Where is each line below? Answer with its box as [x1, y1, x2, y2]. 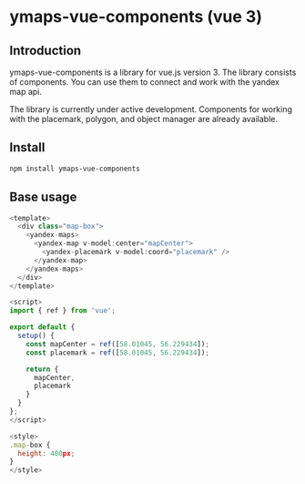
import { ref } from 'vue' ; [9, 306, 117, 315]
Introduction [9, 43, 82, 58]
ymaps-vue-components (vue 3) [9, 6, 262, 27]
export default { [9, 323, 76, 332]
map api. [9, 87, 43, 97]
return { [25, 365, 59, 374]
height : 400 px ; [17, 448, 76, 458]
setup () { [17, 331, 55, 340]
